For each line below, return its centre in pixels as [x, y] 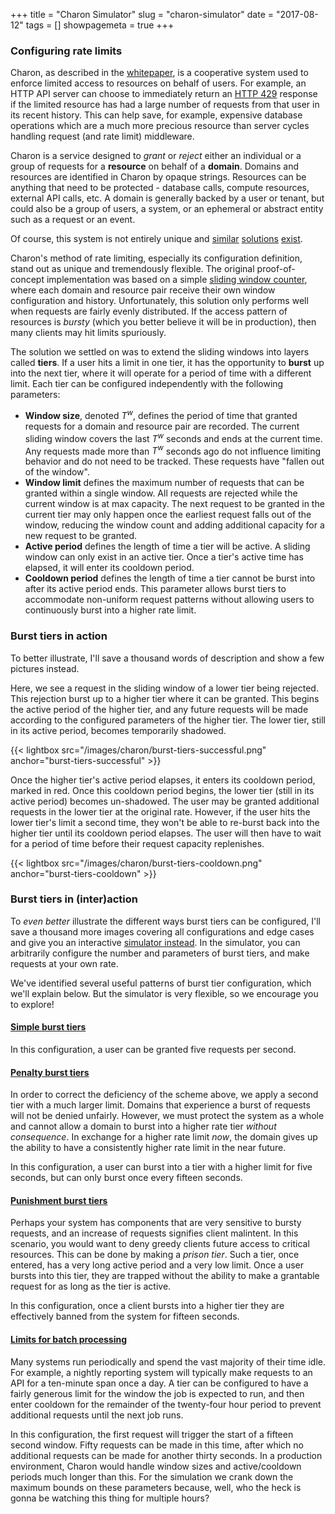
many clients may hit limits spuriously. [88, 333]
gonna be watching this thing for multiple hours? [110, 1498]
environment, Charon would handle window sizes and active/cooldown [156, 1466]
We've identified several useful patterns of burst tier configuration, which [161, 983]
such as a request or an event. [73, 220]
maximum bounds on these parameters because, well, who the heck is [156, 1487]
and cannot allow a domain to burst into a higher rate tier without [143, 1126]
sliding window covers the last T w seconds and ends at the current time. [173, 437]
